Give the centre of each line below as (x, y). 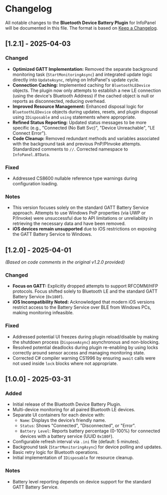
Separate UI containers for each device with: (59, 415)
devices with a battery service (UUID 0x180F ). (67, 436)
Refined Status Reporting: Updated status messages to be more (79, 122)
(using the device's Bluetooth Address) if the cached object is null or (83, 95)
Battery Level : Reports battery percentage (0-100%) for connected (90, 431)
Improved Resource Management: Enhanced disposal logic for (78, 106)
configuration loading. (35, 183)
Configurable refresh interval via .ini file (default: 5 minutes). (76, 442)
